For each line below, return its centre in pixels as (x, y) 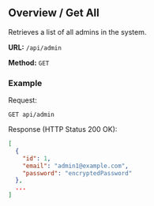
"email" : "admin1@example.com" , (75, 166)
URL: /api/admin (35, 47)
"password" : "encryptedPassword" (77, 173)
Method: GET (29, 62)
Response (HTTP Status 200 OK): (63, 129)
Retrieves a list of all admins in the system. (77, 32)
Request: (23, 100)
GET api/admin (32, 115)
